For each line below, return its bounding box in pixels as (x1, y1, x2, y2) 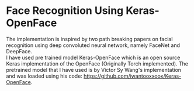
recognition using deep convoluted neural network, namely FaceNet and (6, 42, 180, 49)
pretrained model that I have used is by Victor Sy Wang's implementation (6, 66, 182, 73)
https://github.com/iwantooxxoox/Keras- (84, 72, 182, 79)
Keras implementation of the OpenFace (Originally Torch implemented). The (6, 60, 189, 67)
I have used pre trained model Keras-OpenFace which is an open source (6, 54, 181, 61)
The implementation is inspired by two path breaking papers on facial (6, 35, 173, 42)
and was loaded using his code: (6, 72, 83, 79)
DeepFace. (6, 48, 32, 54)
